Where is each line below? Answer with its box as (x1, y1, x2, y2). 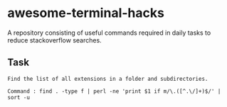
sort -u (7, 94, 31, 101)
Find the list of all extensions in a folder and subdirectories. (7, 75, 208, 82)
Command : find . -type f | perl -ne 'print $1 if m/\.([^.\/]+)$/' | (7, 87, 221, 95)
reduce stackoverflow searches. (7, 35, 102, 44)
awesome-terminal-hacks (7, 5, 165, 21)
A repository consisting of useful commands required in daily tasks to (7, 28, 211, 37)
